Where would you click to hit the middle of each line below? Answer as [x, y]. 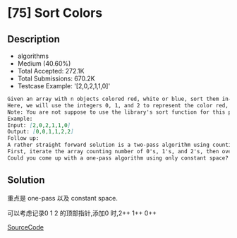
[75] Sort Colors [55, 13]
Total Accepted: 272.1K [51, 71]
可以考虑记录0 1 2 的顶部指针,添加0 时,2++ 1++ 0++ [82, 213]
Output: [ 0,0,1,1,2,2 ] [41, 132]
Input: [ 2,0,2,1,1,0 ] [39, 125]
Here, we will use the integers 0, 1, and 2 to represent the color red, [118, 105]
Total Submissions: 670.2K [56, 78]
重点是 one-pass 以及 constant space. [62, 198]
